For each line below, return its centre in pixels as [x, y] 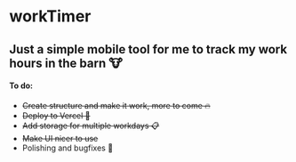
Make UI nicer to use [60, 138]
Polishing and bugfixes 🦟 [68, 148]
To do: [21, 85]
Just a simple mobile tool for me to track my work [148, 49]
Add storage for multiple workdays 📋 [91, 126]
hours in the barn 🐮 [66, 63]
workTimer [50, 16]
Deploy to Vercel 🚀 [56, 115]
